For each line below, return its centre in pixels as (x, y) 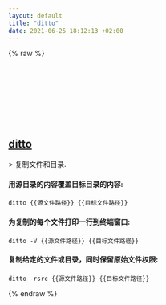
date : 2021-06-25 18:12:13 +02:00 (66, 31)
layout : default (35, 16)
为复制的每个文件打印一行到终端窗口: (69, 222)
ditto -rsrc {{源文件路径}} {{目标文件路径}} (79, 279)
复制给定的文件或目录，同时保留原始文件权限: (83, 260)
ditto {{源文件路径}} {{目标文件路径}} (68, 203)
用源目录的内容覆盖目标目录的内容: (66, 184)
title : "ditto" (34, 23)
